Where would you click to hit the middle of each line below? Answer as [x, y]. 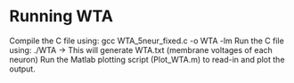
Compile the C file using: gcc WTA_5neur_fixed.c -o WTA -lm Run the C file [147, 41]
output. [22, 69]
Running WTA [61, 16]
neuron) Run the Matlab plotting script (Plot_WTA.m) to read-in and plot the [147, 59]
